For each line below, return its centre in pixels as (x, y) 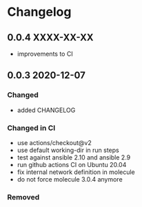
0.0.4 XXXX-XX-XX (50, 37)
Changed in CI (31, 128)
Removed (23, 197)
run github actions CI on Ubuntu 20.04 (72, 164)
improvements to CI (45, 54)
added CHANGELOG (46, 110)
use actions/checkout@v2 (54, 142)
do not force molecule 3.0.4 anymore (70, 179)
